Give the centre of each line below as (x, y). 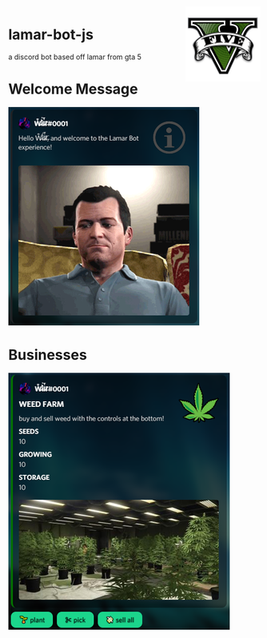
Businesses (48, 355)
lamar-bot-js (51, 35)
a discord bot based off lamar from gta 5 (75, 57)
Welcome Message (73, 89)
